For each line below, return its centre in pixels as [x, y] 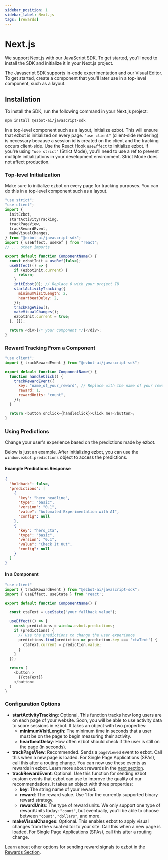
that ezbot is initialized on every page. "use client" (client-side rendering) [82, 135]
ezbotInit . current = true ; [42, 317]
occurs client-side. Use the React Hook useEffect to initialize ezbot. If [77, 146]
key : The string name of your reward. [58, 789]
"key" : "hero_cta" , [38, 530]
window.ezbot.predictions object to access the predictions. [66, 457]
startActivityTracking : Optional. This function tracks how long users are [87, 715]
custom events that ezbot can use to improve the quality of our [77, 779]
